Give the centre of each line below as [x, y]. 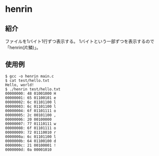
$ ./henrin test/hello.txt [33, 89]
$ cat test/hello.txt [27, 80]
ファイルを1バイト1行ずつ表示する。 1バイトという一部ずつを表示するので [80, 41]
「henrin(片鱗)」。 [23, 47]
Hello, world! [20, 85]
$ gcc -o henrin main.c [30, 76]
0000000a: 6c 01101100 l [31, 137]
